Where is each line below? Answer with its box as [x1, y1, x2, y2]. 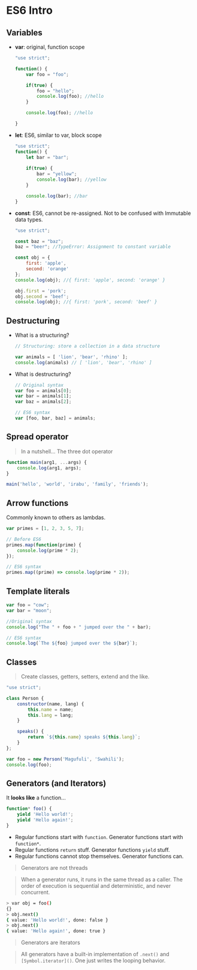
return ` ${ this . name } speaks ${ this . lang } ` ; [28, 734, 141, 740]
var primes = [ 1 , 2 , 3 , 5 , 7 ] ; [6, 526, 84, 532]
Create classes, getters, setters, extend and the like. [20, 673, 150, 680]
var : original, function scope [14, 43, 85, 50]
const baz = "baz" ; [14, 238, 64, 244]
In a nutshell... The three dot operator [20, 448, 113, 455]
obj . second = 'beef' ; [14, 294, 69, 300]
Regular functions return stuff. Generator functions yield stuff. [14, 846, 170, 853]
